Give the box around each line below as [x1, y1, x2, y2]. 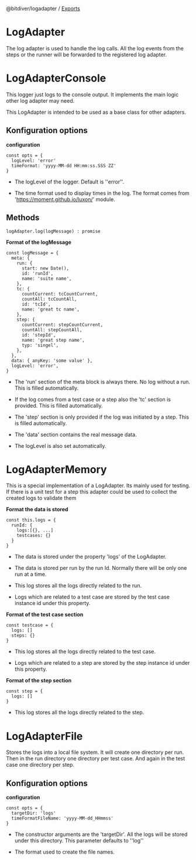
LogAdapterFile [6, 729, 83, 743]
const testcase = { [6, 623, 54, 628]
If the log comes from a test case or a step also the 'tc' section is [14, 396, 171, 403]
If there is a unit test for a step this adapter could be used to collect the [6, 488, 177, 495]
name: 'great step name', [21, 337, 85, 343]
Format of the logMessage [6, 239, 72, 246]
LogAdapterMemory [6, 463, 107, 476]
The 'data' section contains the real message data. [14, 431, 137, 438]
